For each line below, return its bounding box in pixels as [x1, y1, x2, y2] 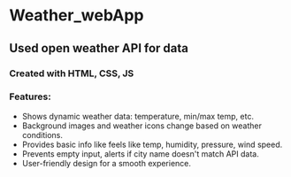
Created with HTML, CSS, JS [9, 67, 134, 80]
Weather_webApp [9, 5, 144, 26]
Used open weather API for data [9, 41, 188, 56]
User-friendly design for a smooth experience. [21, 158, 192, 168]
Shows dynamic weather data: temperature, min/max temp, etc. [21, 111, 255, 121]
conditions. [21, 129, 64, 140]
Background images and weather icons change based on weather [21, 120, 263, 131]
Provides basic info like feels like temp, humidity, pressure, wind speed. [21, 139, 283, 150]
